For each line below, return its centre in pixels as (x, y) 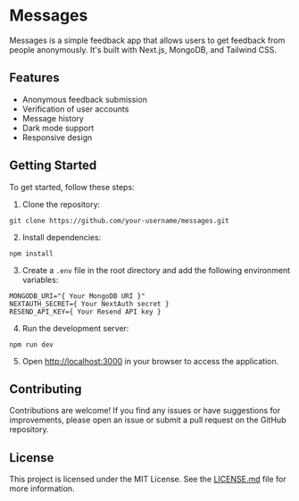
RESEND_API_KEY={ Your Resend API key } (86, 312)
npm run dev (31, 345)
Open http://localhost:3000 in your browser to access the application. (150, 361)
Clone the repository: (61, 204)
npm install (31, 254)
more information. (42, 488)
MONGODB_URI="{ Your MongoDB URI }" (77, 296)
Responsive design (57, 137)
